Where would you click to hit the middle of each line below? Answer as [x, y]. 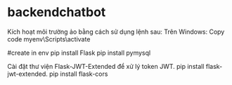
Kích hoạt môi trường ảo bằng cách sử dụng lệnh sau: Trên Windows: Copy [116, 32]
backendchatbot [57, 12]
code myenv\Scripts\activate [49, 39]
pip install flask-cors [78, 74]
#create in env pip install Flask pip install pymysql [79, 53]
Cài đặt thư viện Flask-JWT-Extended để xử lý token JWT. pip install [106, 66]
